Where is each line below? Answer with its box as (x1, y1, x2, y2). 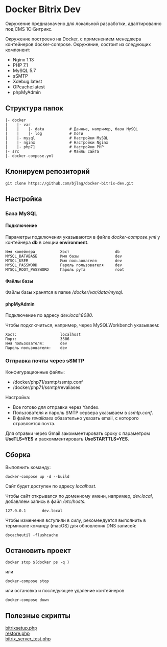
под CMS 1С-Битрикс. (5, 26, 53, 32)
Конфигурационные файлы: (5, 369, 65, 375)
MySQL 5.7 (12, 67, 36, 74)
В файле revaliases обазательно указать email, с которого (12, 415, 139, 421)
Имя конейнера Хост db (5, 249, 120, 255)
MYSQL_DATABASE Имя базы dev (5, 254, 123, 259)
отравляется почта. (12, 420, 56, 426)
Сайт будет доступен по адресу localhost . (5, 483, 97, 489)
